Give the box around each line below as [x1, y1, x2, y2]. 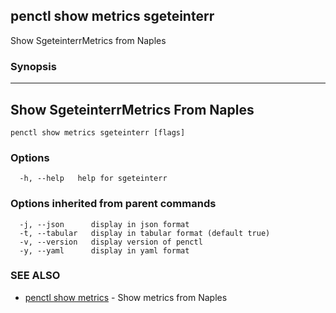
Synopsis [10, 59, 57, 73]
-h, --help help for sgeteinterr [19, 174, 168, 184]
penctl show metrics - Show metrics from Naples [24, 291, 228, 303]
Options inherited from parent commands [10, 197, 217, 211]
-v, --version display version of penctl [19, 237, 203, 247]
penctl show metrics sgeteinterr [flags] [10, 127, 186, 138]
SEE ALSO [10, 269, 61, 283]
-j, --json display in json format [19, 219, 190, 229]
